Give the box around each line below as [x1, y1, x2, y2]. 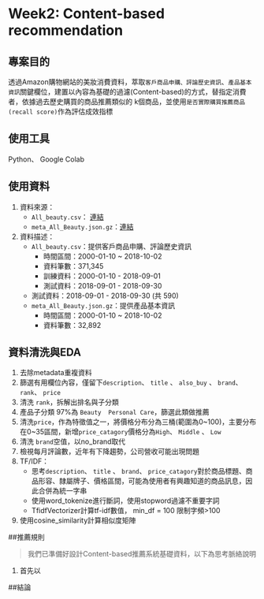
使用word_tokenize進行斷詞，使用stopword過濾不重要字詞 [31, 496, 220, 505]
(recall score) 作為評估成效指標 [8, 107, 113, 116]
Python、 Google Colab [8, 154, 85, 164]
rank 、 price [19, 388, 61, 397]
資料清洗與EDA [8, 346, 81, 359]
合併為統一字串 [38, 486, 87, 496]
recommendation [8, 21, 124, 39]
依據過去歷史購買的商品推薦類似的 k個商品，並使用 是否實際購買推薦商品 [21, 97, 246, 106]
